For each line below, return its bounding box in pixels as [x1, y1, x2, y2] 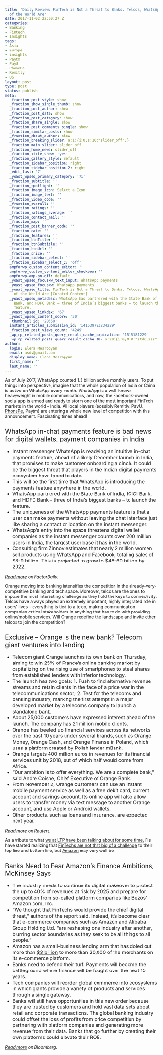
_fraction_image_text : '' [9, 192, 62, 197]
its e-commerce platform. [12, 955, 70, 962]
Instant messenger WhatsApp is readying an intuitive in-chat [12, 448, 150, 455]
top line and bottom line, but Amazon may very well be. [5, 848, 115, 853]
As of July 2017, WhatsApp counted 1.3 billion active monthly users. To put [5, 377, 154, 383]
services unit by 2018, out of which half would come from [12, 757, 144, 764]
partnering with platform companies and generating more [12, 1022, 143, 1029]
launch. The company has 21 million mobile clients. [12, 720, 129, 727]
